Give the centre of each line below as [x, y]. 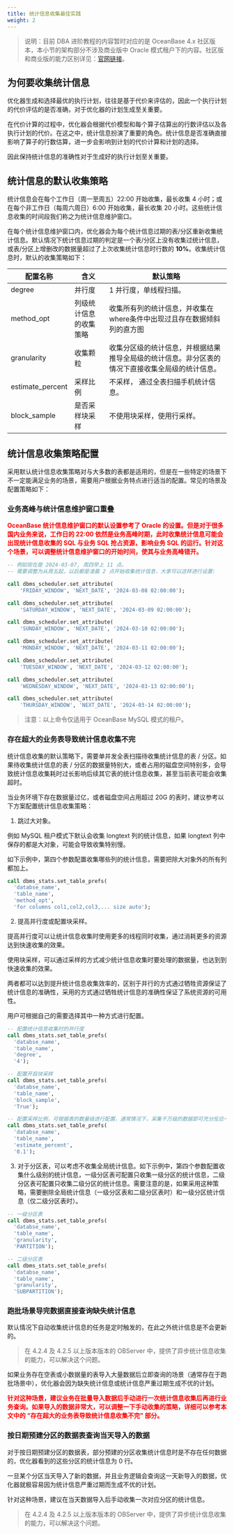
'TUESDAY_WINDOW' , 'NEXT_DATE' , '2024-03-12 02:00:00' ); [104, 667]
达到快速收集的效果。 [38, 945]
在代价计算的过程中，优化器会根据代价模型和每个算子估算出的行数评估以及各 [117, 124]
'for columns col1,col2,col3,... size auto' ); [82, 907]
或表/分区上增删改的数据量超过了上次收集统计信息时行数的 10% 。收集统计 [113, 249]
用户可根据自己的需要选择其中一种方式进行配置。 [77, 1015]
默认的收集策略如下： [56, 258]
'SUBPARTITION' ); [39, 1292]
